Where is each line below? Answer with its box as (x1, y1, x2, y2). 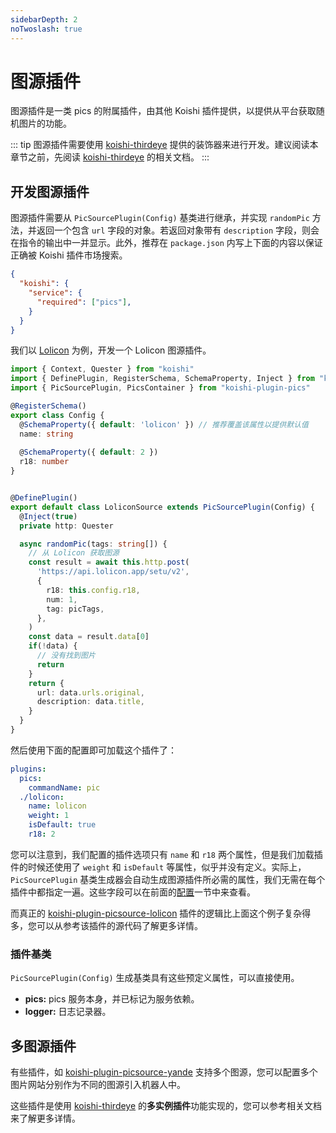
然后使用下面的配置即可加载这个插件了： (10, 744, 177, 756)
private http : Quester (19, 521, 114, 531)
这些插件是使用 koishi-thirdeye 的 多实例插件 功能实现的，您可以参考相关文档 (10, 1099, 323, 1111)
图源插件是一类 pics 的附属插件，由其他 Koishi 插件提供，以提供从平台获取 (10, 105, 317, 117)
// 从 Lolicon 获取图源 (28, 548, 120, 558)
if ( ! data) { (28, 641, 78, 651)
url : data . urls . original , (36, 687, 145, 698)
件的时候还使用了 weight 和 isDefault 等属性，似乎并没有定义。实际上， (10, 861, 307, 873)
